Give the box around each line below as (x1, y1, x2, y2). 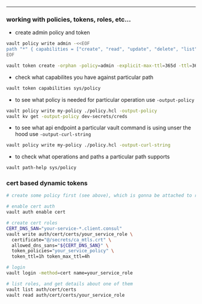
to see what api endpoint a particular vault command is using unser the (14, 124, 191, 131)
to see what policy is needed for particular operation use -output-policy (14, 96, 195, 103)
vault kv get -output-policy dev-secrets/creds (6, 113, 128, 119)
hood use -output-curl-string (14, 131, 91, 138)
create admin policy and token (14, 29, 90, 36)
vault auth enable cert (6, 209, 66, 216)
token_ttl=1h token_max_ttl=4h (11, 253, 90, 259)
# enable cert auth (6, 203, 55, 209)
